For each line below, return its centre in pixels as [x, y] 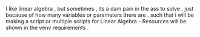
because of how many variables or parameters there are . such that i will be [100, 15]
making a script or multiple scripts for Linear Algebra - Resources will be [96, 21]
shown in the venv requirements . [47, 27]
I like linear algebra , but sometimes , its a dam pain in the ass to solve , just [100, 9]
